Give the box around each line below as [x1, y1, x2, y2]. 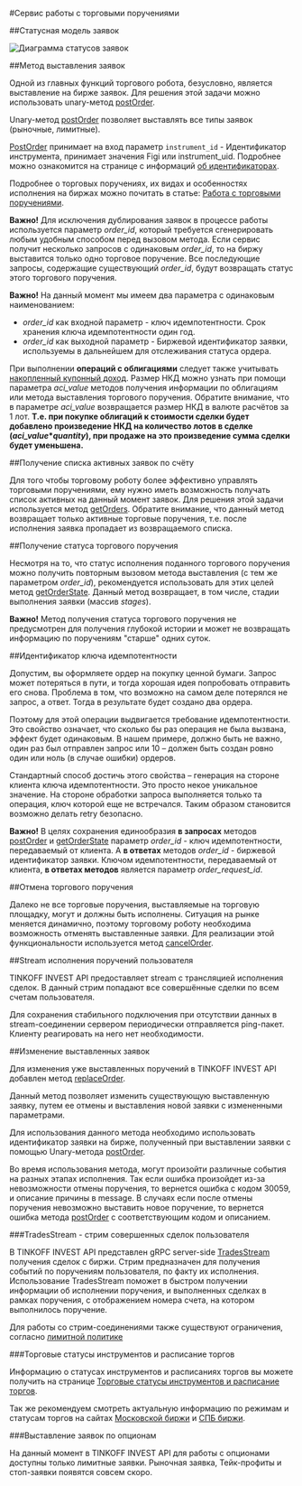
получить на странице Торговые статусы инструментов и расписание [9, 1376, 279, 1387]
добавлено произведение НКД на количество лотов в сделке [9, 421, 253, 432]
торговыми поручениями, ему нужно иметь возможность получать [9, 485, 270, 495]
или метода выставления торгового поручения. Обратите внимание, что [9, 392, 290, 403]
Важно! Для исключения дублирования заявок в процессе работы [9, 215, 269, 225]
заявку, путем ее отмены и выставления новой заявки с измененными [9, 1101, 283, 1110]
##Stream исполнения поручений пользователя [9, 955, 194, 965]
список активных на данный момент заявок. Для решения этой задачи [9, 494, 284, 505]
